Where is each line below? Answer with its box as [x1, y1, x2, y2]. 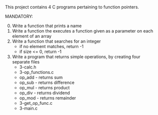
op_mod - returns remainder [19, 95, 76, 101]
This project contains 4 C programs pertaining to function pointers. [5, 4, 140, 10]
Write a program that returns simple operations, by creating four [12, 54, 140, 60]
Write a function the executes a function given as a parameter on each [12, 28, 154, 33]
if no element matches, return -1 [19, 44, 84, 49]
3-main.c [19, 105, 38, 111]
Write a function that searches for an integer [12, 38, 101, 44]
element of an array [12, 33, 52, 39]
